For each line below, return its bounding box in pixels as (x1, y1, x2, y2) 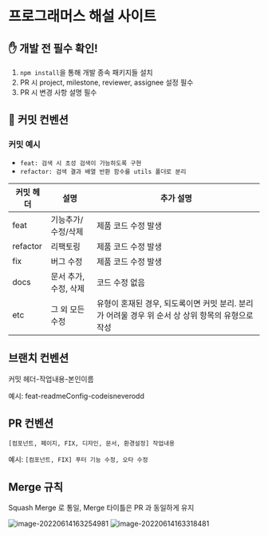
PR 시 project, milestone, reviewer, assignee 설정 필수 (19, 77, 194, 87)
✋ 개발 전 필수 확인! (8, 41, 98, 55)
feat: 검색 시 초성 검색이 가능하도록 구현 (19, 159, 142, 167)
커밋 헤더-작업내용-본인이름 (8, 374, 94, 384)
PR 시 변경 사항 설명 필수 (19, 88, 97, 97)
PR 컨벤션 (8, 416, 54, 430)
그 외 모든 (50, 304, 85, 315)
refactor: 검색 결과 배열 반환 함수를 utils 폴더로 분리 (19, 167, 187, 175)
